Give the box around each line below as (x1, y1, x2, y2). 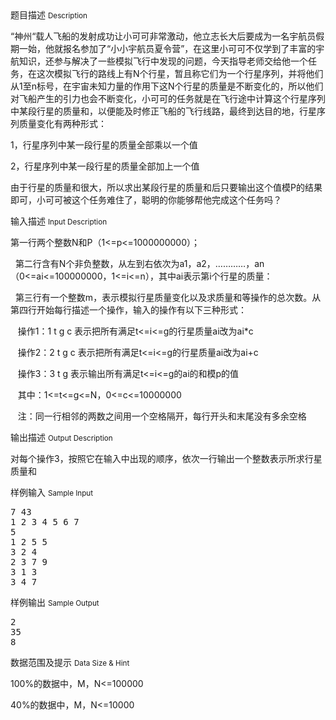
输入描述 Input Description (10, 215, 108, 227)
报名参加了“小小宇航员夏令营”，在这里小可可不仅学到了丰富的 (62, 43, 317, 54)
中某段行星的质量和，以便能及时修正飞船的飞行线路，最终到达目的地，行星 (10, 105, 317, 117)
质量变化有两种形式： (18, 118, 107, 129)
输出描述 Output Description (10, 432, 113, 443)
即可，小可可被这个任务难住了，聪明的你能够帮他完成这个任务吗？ (10, 194, 282, 206)
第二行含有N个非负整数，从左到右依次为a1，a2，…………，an (14, 258, 265, 269)
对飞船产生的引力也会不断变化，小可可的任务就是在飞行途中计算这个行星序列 (10, 93, 326, 104)
